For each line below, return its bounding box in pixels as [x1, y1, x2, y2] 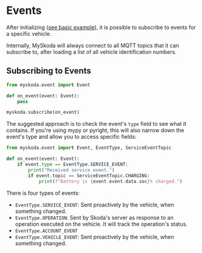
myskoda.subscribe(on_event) [6, 110, 80, 116]
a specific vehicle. [6, 30, 51, 37]
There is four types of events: [6, 189, 80, 197]
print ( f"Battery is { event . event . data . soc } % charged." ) [38, 178, 183, 185]
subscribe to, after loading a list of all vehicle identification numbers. [6, 48, 177, 55]
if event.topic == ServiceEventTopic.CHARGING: [28, 172, 150, 179]
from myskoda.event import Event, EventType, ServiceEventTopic [6, 145, 172, 151]
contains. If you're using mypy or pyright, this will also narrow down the [6, 126, 184, 134]
